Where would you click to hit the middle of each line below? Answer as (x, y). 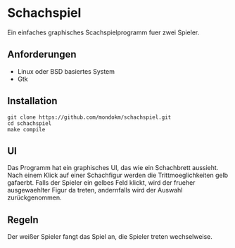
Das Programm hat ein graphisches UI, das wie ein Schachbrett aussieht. (113, 168)
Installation (32, 101)
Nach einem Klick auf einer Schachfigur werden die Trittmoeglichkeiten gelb (118, 175)
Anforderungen (42, 54)
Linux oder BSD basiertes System (66, 71)
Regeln (23, 220)
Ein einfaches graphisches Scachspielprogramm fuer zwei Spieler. (103, 32)
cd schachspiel (30, 123)
